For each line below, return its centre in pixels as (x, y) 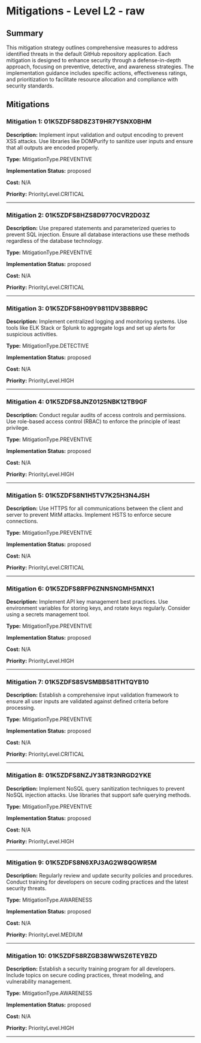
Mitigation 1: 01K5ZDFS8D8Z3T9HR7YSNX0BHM (79, 122)
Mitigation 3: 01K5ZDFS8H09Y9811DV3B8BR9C (77, 308)
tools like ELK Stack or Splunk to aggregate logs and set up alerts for (91, 328)
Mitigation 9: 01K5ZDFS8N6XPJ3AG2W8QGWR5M (82, 863)
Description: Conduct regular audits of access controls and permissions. (96, 415)
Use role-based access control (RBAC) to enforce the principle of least (93, 421)
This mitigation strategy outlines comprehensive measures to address (92, 47)
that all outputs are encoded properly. (53, 147)
